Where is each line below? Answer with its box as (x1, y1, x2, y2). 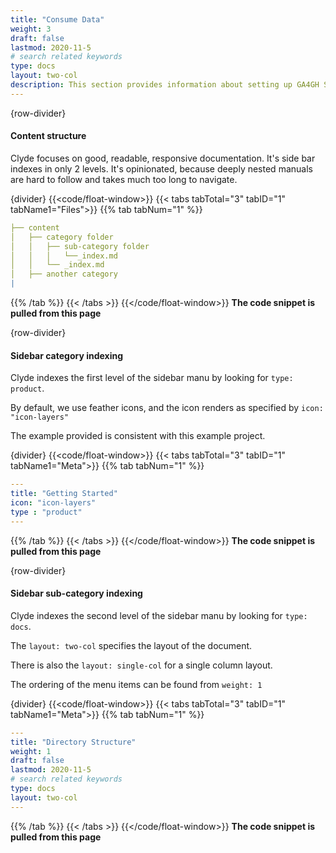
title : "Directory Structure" (10, 737, 137, 747)
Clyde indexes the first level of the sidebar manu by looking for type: (10, 372, 294, 384)
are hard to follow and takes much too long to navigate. (10, 173, 238, 185)
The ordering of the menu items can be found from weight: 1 (10, 678, 263, 690)
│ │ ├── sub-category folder (10, 241, 150, 251)
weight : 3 (10, 24, 52, 34)
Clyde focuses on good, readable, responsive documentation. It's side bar (10, 152, 316, 164)
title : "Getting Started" (10, 489, 118, 499)
